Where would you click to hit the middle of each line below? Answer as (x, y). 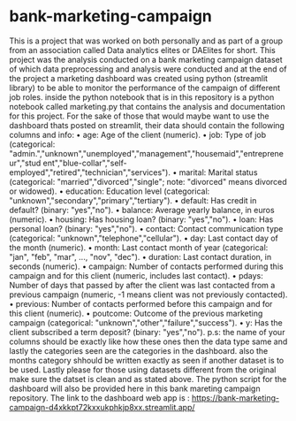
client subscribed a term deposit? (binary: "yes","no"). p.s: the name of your (147, 332)
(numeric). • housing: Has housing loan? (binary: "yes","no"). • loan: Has (141, 219)
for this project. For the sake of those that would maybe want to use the (139, 116)
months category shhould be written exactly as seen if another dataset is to (147, 360)
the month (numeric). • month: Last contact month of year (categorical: (139, 247)
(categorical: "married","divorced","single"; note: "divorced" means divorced (148, 181)
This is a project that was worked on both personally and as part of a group (146, 41)
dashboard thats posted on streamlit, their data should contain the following (147, 125)
